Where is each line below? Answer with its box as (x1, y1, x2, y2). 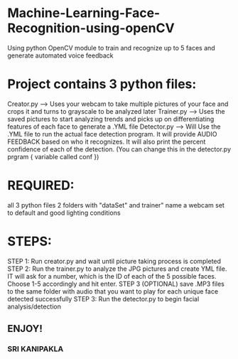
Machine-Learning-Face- (7, 5, 161, 21)
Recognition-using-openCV (7, 20, 175, 36)
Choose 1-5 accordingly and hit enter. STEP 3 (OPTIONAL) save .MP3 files (7, 279, 225, 288)
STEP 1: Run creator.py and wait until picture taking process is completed (7, 257, 222, 265)
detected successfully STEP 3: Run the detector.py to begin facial (7, 294, 200, 303)
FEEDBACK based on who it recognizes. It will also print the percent (7, 137, 206, 146)
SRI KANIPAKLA (7, 344, 64, 354)
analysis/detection (7, 302, 62, 311)
